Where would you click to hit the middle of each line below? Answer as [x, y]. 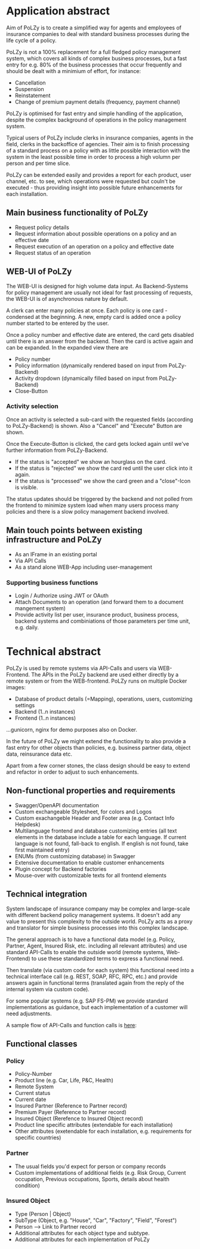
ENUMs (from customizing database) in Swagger [75, 856]
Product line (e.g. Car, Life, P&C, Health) [64, 1081]
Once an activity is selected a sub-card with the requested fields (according [100, 419]
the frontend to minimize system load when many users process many [93, 505]
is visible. [26, 487]
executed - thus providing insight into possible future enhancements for [95, 188]
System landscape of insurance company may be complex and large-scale [98, 909]
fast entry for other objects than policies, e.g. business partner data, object [99, 747]
